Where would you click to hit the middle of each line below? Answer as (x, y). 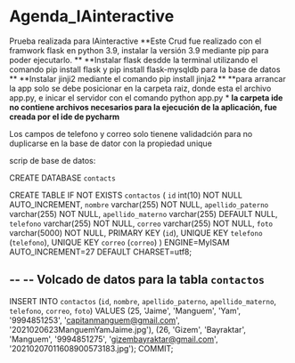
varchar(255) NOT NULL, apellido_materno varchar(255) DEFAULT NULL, (143, 214)
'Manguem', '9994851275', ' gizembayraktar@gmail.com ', (114, 339)
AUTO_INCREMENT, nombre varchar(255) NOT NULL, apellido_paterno (139, 204)
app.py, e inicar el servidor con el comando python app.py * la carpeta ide (146, 97)
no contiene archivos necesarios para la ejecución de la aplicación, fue (143, 107)
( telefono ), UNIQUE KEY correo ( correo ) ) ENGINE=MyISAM (119, 242)
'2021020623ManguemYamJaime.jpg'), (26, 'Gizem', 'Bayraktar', (128, 329)
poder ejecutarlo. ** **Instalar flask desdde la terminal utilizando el (134, 60)
